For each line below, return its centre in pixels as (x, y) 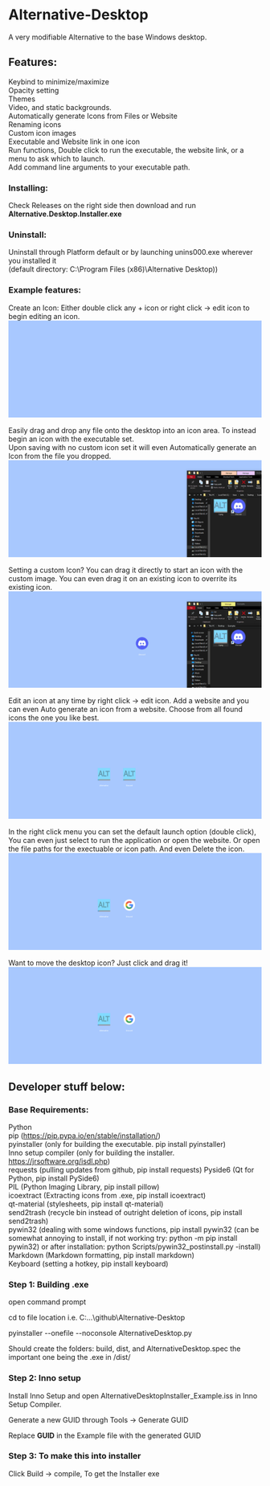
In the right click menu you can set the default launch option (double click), (133, 832)
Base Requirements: (49, 1109)
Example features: (45, 290)
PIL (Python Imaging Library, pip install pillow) (84, 1186)
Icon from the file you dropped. (60, 456)
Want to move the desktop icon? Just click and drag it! (98, 963)
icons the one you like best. (54, 718)
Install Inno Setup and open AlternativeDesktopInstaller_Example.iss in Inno (133, 1395)
